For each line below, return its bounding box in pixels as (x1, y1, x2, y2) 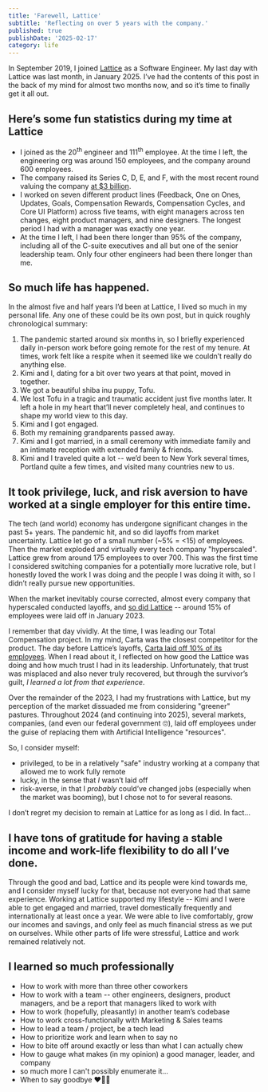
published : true (8, 26, 62, 34)
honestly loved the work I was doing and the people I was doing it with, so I (8, 570, 255, 580)
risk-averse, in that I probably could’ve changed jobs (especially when (19, 784, 251, 794)
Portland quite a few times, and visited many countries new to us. (19, 462, 235, 472)
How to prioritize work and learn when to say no (19, 1032, 178, 1042)
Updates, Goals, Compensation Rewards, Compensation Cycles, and (19, 198, 246, 208)
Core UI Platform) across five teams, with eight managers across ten (19, 206, 245, 216)
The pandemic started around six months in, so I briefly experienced (19, 334, 245, 344)
